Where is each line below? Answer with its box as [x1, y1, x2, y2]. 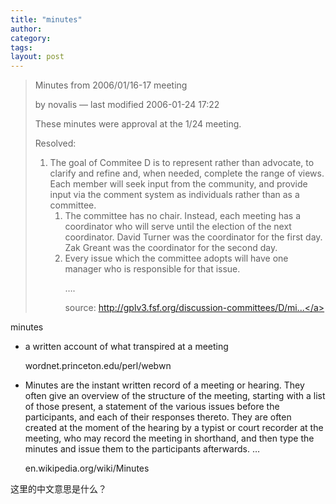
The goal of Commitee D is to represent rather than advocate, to [49, 157, 315, 169]
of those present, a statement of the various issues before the [24, 401, 280, 413]
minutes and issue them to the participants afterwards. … [24, 443, 261, 455]
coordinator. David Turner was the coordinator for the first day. [64, 231, 323, 243]
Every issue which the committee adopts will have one [64, 252, 289, 265]
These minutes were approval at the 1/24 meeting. [34, 118, 242, 130]
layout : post [10, 52, 65, 62]
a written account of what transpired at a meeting [24, 341, 229, 353]
